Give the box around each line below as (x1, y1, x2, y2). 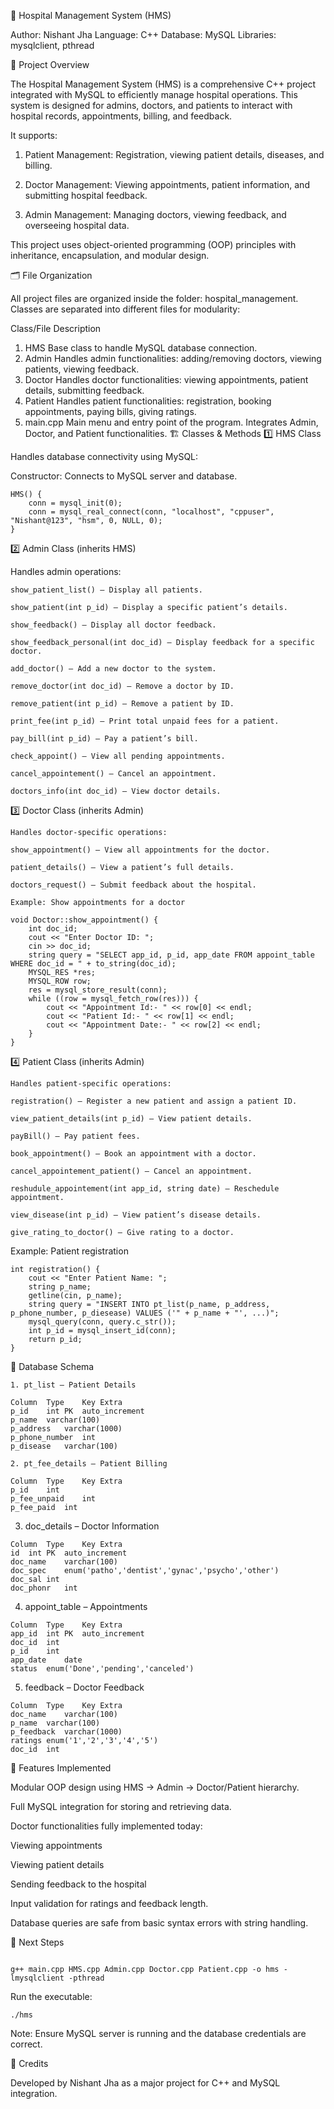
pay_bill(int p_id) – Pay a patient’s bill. (10, 734, 199, 744)
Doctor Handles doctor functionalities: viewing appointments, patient (24, 374, 309, 385)
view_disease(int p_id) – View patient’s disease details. (10, 1210, 262, 1220)
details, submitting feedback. (24, 385, 145, 396)
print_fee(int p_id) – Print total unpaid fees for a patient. (10, 716, 280, 726)
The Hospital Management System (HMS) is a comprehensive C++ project (10, 78, 317, 90)
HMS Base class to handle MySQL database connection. (24, 342, 258, 354)
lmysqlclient (10, 1973, 65, 1983)
